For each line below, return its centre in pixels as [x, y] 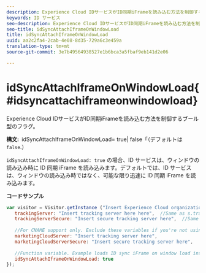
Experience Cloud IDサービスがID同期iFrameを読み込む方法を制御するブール [103, 118]
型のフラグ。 [22, 126]
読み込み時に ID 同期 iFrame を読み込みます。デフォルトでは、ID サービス [99, 167]
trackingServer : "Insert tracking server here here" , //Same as [100, 213]
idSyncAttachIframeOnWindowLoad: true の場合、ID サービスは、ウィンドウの [103, 160]
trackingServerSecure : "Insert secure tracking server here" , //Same [107, 219]
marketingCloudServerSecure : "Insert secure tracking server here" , [104, 242]
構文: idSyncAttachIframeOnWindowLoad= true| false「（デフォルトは [94, 139]
